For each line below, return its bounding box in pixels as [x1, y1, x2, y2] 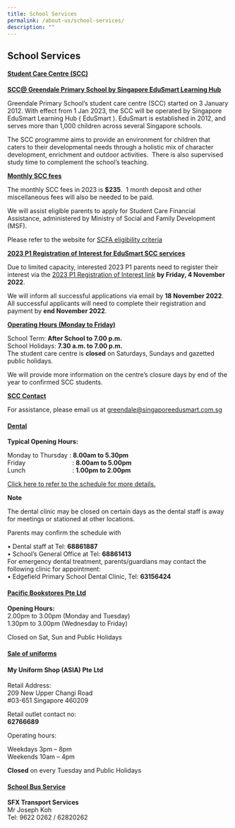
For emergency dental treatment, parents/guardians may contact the [7, 557, 207, 566]
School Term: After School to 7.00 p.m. [7, 334, 123, 342]
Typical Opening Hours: [7, 437, 79, 446]
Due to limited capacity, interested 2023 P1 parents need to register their [7, 263, 219, 271]
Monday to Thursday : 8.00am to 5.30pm [7, 451, 129, 460]
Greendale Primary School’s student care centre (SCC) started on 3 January [7, 98, 229, 107]
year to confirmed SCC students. [7, 378, 103, 386]
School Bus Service [7, 782, 66, 790]
